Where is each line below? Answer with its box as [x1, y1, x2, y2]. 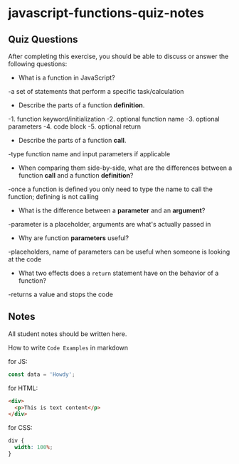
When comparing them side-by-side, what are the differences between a [18, 163, 233, 172]
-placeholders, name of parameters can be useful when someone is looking [8, 247, 230, 256]
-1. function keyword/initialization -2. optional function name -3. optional [8, 115, 220, 123]
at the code [8, 255, 42, 264]
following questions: [8, 60, 68, 68]
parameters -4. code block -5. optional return [8, 122, 142, 131]
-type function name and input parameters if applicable [8, 150, 171, 158]
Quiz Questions [8, 33, 78, 45]
